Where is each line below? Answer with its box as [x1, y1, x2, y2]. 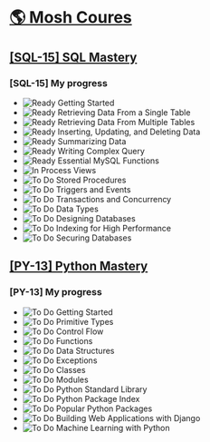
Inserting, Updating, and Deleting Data [57, 126, 201, 137]
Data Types [55, 203, 100, 214]
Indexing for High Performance [55, 222, 172, 233]
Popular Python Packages [55, 403, 153, 414]
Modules [55, 374, 89, 385]
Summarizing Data [57, 135, 127, 146]
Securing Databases [55, 232, 132, 243]
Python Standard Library [55, 383, 148, 395]
